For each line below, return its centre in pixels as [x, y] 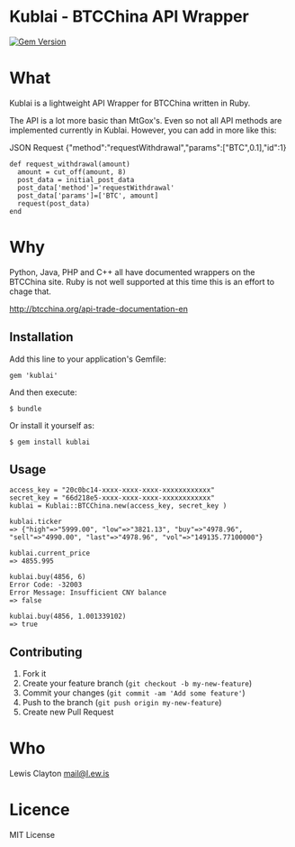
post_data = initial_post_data [76, 180]
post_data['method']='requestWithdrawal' [96, 188]
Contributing [46, 652]
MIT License [32, 835]
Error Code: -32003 [46, 585]
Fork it [34, 674]
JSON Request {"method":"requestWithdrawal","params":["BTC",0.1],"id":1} [148, 147]
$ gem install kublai [50, 442]
